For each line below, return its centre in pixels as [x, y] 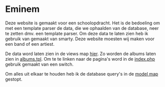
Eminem [22, 9]
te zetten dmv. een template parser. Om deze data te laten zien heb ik [77, 33]
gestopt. [14, 79]
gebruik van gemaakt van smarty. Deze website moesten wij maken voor [80, 39]
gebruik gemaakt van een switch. [39, 64]
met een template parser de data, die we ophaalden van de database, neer [82, 28]
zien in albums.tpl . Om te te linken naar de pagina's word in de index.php [80, 59]
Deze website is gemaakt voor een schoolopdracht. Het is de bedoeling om [82, 23]
